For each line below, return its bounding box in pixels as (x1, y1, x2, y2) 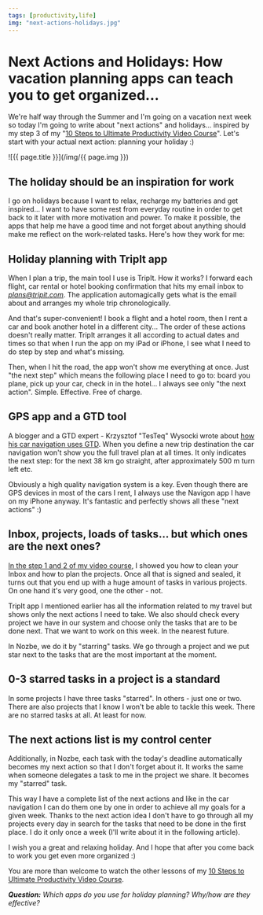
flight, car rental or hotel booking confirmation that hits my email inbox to (8, 282, 244, 291)
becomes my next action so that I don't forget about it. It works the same (8, 762, 243, 772)
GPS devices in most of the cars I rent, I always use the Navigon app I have (8, 488, 251, 497)
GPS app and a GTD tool (8, 410, 127, 423)
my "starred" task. (8, 779, 68, 788)
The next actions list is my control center (8, 732, 212, 746)
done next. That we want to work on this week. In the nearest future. (8, 626, 229, 636)
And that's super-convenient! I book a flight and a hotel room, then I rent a (8, 314, 248, 323)
